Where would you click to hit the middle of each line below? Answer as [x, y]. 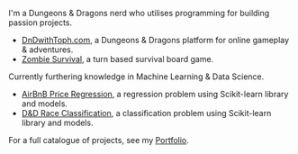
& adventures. [47, 50]
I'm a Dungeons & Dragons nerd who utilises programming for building [139, 13]
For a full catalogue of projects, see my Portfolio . [99, 140]
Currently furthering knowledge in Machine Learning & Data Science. [136, 77]
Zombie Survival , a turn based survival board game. [117, 59]
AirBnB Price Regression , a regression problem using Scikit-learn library [155, 94]
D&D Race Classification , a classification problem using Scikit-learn [146, 113]
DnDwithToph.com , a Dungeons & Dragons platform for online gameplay [155, 40]
